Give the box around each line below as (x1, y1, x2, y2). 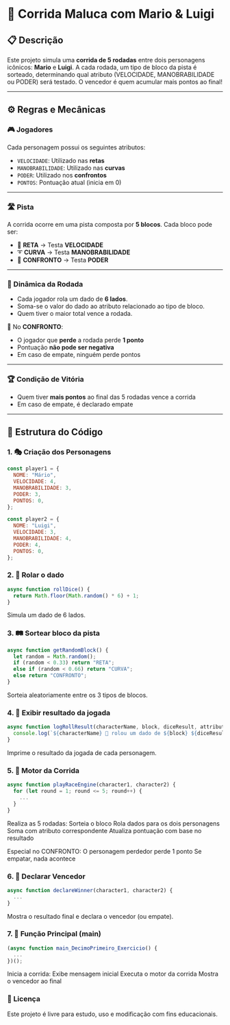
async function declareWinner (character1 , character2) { (7, 887, 173, 893)
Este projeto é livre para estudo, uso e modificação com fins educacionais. (7, 1010, 218, 1018)
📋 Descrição (7, 34, 64, 46)
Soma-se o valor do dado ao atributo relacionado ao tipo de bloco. (16, 302, 205, 310)
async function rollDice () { (7, 586, 90, 593)
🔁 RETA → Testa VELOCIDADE (16, 240, 104, 249)
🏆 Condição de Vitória (7, 375, 84, 384)
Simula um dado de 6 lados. (7, 611, 86, 619)
